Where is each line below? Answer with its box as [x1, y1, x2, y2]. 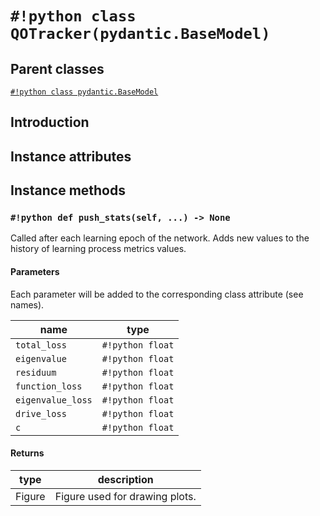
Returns [10, 447, 45, 459]
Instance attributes [10, 148, 132, 165]
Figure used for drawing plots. [54, 489, 197, 503]
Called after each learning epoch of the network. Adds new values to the [10, 232, 310, 244]
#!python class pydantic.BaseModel [10, 87, 159, 97]
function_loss [15, 380, 83, 392]
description [97, 472, 154, 486]
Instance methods [10, 182, 126, 199]
